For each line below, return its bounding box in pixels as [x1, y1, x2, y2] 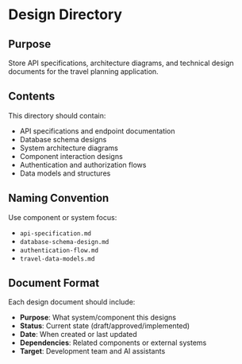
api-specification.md [19, 229, 91, 238]
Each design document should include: [8, 297, 136, 307]
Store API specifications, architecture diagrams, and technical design [8, 58, 234, 68]
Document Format [8, 277, 100, 290]
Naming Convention [8, 192, 109, 205]
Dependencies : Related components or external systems [19, 338, 207, 347]
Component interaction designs [19, 151, 123, 161]
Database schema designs [19, 134, 107, 144]
